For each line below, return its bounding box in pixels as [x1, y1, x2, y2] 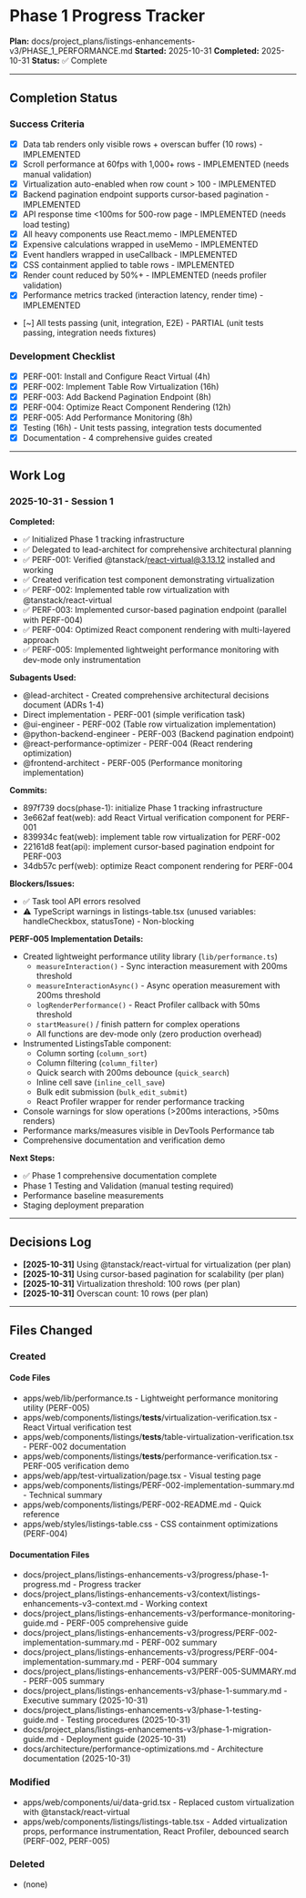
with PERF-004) [22, 614, 84, 625]
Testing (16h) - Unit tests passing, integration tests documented [22, 422, 262, 433]
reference [22, 1509, 60, 1520]
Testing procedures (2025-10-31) [66, 1714, 191, 1726]
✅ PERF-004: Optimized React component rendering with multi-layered [22, 624, 291, 635]
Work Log [9, 468, 66, 484]
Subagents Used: [9, 671, 76, 683]
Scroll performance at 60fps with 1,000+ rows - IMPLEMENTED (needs [22, 158, 290, 169]
